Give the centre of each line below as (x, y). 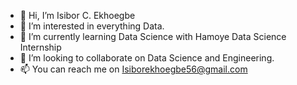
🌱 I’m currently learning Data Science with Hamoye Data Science (153, 36)
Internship (40, 47)
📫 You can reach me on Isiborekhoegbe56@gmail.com (133, 69)
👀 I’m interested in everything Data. (92, 26)
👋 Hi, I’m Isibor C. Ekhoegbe (77, 15)
